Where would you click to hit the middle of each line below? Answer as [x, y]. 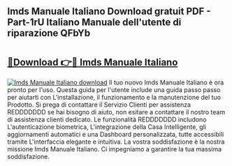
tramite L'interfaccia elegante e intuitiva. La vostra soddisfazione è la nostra [116, 142]
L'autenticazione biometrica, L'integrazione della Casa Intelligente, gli [107, 127]
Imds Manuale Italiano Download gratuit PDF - [109, 12]
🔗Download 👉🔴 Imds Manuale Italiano [93, 62]
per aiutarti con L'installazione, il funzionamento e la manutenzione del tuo [114, 97]
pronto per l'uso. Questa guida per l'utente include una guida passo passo [114, 90]
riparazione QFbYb [49, 33]
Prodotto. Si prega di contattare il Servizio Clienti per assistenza [99, 105]
